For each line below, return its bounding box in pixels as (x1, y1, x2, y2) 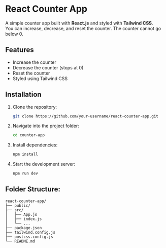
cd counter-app (12, 133, 45, 138)
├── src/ (5, 207, 24, 212)
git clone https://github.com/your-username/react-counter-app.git (12, 113, 158, 119)
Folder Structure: (5, 185, 61, 194)
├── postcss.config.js (5, 234, 53, 239)
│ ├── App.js (5, 212, 38, 217)
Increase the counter (12, 59, 57, 65)
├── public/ (5, 203, 30, 208)
